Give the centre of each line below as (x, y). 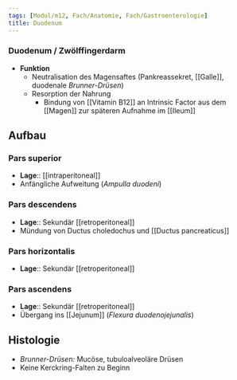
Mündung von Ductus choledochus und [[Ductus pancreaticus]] (124, 230)
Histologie (34, 340)
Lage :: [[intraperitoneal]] (60, 175)
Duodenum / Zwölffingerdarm (67, 51)
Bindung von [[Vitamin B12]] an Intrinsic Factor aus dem (135, 102)
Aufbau (27, 136)
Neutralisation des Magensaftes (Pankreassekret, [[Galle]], (128, 76)
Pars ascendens (40, 289)
